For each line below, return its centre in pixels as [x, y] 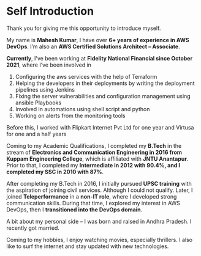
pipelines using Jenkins [45, 89]
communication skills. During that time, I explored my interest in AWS [93, 203]
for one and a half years [36, 134]
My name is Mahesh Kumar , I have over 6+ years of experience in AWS [98, 40]
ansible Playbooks [38, 103]
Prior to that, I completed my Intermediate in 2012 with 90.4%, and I [93, 165]
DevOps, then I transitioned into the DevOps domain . [74, 210]
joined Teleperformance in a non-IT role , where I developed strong [92, 196]
